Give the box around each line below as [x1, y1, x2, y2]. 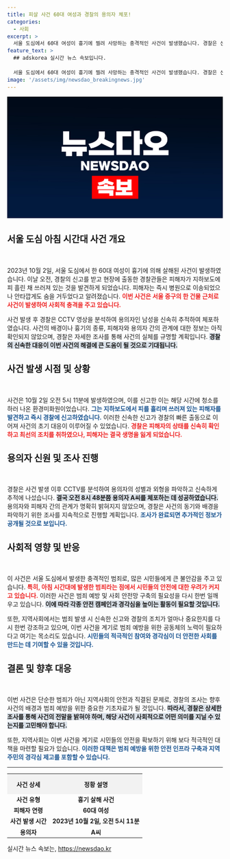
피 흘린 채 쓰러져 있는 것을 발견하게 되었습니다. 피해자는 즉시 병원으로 [7, 283, 192, 291]
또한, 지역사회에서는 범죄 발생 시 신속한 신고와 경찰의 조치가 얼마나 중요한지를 [7, 615, 214, 623]
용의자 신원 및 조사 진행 [7, 452, 99, 464]
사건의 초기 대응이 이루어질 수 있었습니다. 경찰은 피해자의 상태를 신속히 [19, 421, 207, 429]
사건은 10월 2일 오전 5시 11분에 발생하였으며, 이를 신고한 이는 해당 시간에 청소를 [7, 396, 219, 404]
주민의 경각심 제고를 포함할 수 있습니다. [7, 753, 111, 761]
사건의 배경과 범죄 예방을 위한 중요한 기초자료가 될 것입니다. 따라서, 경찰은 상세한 [7, 704, 222, 713]
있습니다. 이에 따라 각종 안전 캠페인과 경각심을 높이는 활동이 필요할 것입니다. [19, 600, 220, 608]
